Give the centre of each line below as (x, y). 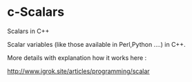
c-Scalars (36, 12)
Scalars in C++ (28, 31)
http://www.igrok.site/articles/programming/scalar (78, 71)
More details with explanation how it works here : (77, 58)
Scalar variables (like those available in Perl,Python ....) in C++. (96, 44)
